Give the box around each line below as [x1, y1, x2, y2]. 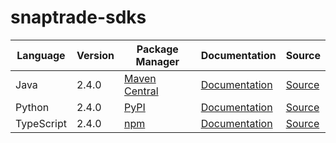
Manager [135, 54, 180, 68]
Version [76, 48, 115, 62]
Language [16, 48, 66, 62]
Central [124, 84, 159, 98]
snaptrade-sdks [10, 6, 147, 29]
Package [136, 42, 179, 56]
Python [15, 100, 50, 114]
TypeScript [15, 116, 67, 130]
